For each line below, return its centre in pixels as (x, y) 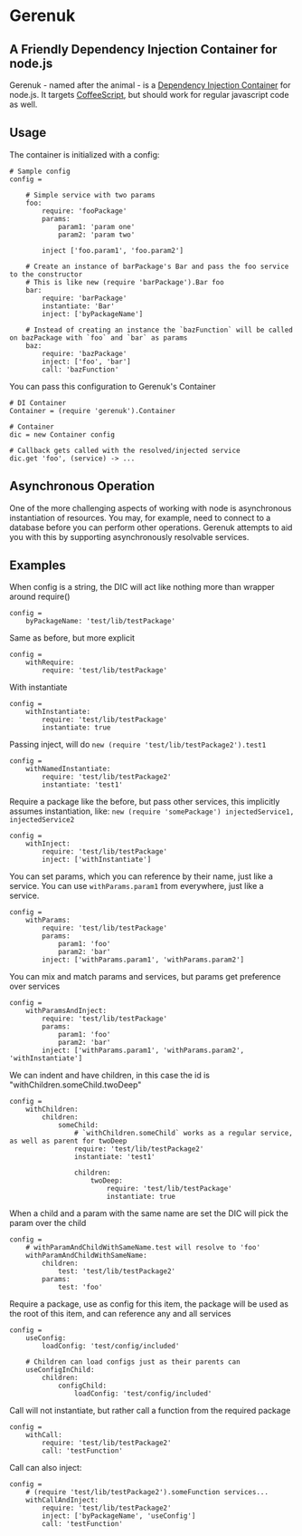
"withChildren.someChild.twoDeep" (75, 1085)
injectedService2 (42, 820)
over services (35, 986)
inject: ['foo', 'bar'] (86, 362)
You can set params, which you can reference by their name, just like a (142, 876)
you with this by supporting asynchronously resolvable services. (129, 536)
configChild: (82, 1386)
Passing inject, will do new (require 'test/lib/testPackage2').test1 (138, 745)
